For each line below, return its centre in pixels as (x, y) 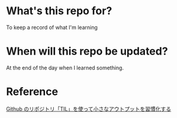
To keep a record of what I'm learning (52, 27)
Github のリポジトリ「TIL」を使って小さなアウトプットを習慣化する (89, 109)
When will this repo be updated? (87, 51)
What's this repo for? (59, 11)
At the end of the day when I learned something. (65, 68)
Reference (32, 92)
